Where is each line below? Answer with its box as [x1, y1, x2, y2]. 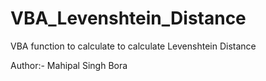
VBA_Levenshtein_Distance [10, 7, 247, 30]
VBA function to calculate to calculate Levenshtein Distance [10, 40, 257, 52]
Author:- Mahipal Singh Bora [10, 59, 128, 71]
